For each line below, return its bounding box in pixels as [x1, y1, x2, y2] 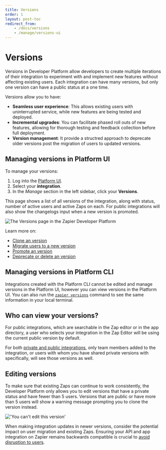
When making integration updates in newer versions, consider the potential [5, 424, 159, 430]
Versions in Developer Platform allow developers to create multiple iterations [5, 68, 161, 74]
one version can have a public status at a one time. [5, 84, 109, 90]
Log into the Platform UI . [12, 178, 62, 184]
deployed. [12, 114, 33, 120]
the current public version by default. [5, 335, 81, 341]
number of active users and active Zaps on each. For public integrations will [5, 203, 160, 209]
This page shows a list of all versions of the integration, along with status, [5, 198, 155, 204]
